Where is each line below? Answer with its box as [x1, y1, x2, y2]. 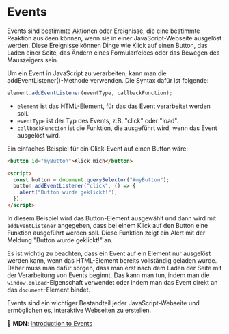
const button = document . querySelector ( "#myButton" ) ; [13, 176, 170, 183]
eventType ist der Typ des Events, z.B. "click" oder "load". [16, 116, 179, 125]
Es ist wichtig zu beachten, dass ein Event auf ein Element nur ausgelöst [7, 249, 211, 257]
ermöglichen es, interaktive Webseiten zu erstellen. [7, 306, 152, 314]
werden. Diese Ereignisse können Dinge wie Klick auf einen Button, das [7, 41, 208, 49]
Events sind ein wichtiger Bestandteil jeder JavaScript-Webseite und [7, 298, 200, 307]
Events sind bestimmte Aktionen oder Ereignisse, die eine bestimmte [7, 27, 200, 35]
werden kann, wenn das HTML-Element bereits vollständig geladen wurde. [7, 256, 217, 264]
